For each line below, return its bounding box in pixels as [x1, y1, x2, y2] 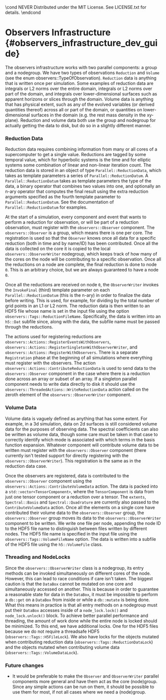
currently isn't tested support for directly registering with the [5, 452, 129, 458]
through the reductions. [5, 324, 54, 330]
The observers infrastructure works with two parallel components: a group [5, 64, 158, 70]
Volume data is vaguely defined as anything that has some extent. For [5, 415, 148, 422]
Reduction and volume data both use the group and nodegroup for [20, 117, 156, 123]
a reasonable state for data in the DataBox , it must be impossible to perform [5, 591, 159, 597]
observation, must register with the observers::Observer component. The [5, 225, 155, 231]
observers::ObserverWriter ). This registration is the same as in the [5, 457, 141, 464]
